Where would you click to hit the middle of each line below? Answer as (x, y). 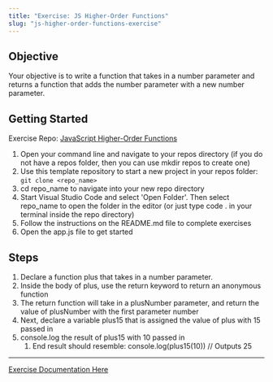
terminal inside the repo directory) (77, 215)
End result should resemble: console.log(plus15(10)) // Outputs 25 (142, 345)
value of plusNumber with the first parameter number (109, 311)
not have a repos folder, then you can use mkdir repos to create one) (135, 163)
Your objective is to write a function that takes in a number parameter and (132, 76)
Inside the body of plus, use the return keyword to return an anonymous (141, 285)
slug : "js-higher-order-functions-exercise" (85, 24)
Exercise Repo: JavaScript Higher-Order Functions (93, 138)
